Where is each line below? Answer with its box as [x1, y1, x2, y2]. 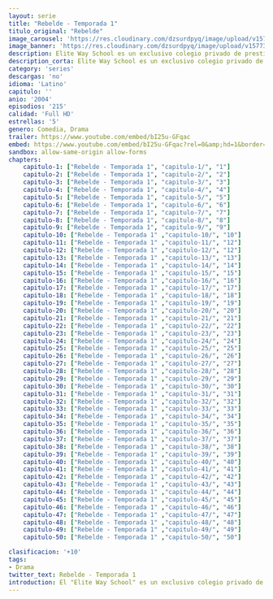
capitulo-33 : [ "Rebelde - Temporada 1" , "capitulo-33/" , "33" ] [23, 405, 242, 413]
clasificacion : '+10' [8, 548, 82, 557]
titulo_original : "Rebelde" [8, 27, 104, 35]
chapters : [8, 155, 42, 163]
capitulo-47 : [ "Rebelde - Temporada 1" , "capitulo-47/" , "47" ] [23, 510, 242, 519]
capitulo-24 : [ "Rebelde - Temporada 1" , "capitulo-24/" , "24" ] [23, 336, 242, 345]
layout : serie [8, 11, 57, 20]
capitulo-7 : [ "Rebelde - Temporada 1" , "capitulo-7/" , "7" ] [23, 208, 231, 216]
